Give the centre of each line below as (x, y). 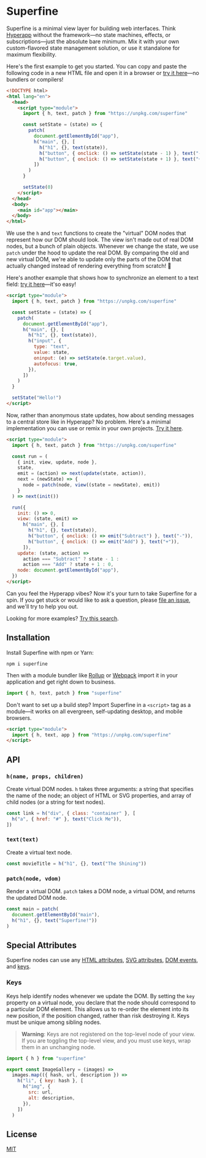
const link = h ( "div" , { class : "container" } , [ (71, 813)
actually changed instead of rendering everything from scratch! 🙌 (89, 266)
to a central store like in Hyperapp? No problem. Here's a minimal (89, 422)
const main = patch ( (33, 909)
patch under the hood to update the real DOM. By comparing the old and (98, 253)
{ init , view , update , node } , (57, 462)
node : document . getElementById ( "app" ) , (68, 570)
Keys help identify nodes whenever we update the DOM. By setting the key (101, 996)
